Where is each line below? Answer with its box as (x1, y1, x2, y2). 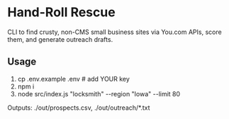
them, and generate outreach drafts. (7, 35, 113, 43)
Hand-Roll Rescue (7, 4, 116, 21)
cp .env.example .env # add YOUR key (17, 74, 130, 83)
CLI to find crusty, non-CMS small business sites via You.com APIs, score (7, 28, 222, 36)
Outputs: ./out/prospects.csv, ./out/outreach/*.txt (7, 103, 150, 112)
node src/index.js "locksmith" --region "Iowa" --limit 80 (17, 89, 181, 98)
